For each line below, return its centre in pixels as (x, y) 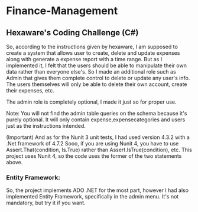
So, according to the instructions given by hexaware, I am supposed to (92, 47)
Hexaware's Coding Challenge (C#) (72, 33)
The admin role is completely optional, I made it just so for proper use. (91, 102)
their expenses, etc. (30, 90)
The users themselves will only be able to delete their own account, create (97, 84)
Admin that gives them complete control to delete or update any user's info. (98, 78)
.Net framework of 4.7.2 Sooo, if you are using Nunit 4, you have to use (92, 143)
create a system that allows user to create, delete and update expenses (93, 53)
